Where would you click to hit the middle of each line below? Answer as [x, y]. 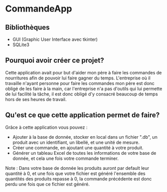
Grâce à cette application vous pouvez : [47, 127]
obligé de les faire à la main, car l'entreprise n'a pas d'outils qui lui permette [84, 88]
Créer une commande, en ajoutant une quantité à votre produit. [78, 148]
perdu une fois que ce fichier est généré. [48, 184]
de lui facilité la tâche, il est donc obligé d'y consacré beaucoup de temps [82, 94]
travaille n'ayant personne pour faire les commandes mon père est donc [80, 83]
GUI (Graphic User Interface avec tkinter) [55, 39]
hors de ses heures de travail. [36, 99]
